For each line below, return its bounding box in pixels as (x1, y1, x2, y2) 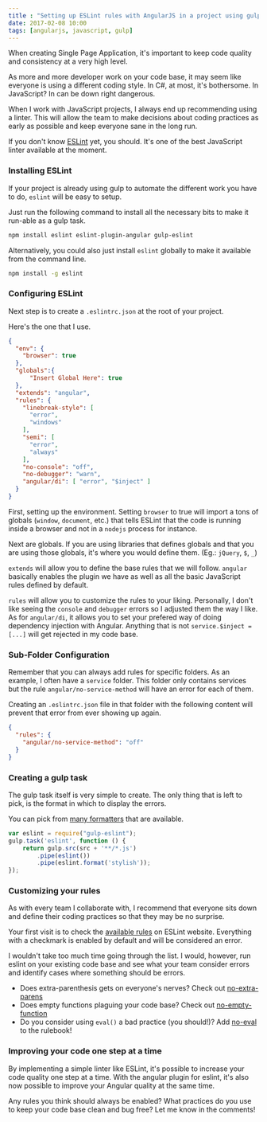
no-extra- (226, 983, 259, 993)
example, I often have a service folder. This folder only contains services (8, 676, 246, 686)
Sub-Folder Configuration (8, 649, 110, 660)
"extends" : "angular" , (15, 389, 91, 397)
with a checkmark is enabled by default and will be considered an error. (8, 936, 242, 945)
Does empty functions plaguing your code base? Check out (19, 1000, 215, 1010)
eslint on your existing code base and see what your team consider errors (8, 960, 250, 969)
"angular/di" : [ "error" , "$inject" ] (22, 478, 151, 486)
